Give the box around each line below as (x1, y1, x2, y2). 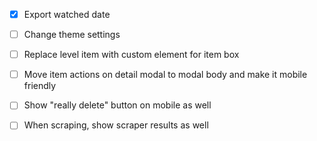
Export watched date (23, 9, 111, 20)
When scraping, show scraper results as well (23, 119, 209, 131)
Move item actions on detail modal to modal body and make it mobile (23, 69, 308, 81)
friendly (23, 80, 57, 92)
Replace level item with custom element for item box (23, 49, 240, 61)
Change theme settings (23, 29, 121, 41)
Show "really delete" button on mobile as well (23, 99, 212, 111)
